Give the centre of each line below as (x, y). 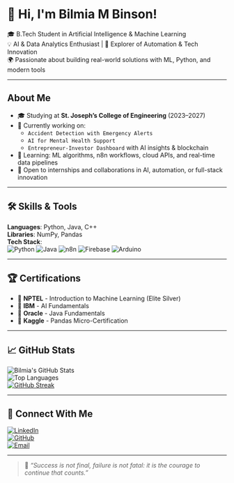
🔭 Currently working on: (51, 125)
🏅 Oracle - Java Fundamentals (61, 314)
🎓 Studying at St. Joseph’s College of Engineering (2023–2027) (111, 115)
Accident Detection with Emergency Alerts (90, 133)
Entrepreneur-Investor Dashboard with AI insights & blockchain (118, 147)
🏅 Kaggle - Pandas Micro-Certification (73, 321)
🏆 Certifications (44, 278)
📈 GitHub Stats (41, 350)
